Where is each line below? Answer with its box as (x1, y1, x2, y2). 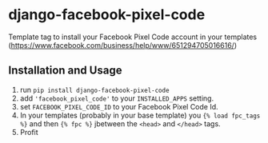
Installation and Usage (8, 64, 122, 77)
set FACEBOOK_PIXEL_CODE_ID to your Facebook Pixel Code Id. (19, 101, 218, 111)
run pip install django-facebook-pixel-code (19, 85, 170, 94)
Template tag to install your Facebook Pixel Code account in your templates (8, 32, 258, 42)
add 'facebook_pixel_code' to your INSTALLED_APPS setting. (19, 93, 214, 103)
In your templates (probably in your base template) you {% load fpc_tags (19, 110, 261, 120)
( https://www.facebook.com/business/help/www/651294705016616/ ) (8, 40, 238, 50)
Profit (19, 127, 38, 137)
